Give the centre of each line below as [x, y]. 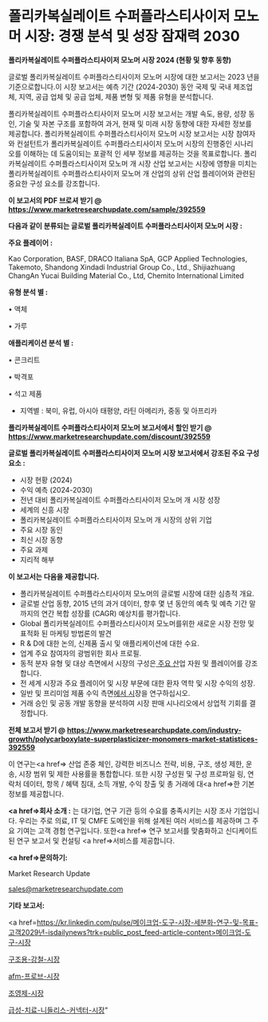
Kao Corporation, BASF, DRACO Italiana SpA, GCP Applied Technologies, [128, 258]
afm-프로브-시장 [34, 976]
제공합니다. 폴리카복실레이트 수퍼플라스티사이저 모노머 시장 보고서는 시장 [121, 133]
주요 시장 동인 [41, 529]
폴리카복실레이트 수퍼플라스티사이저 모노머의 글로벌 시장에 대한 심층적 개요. [137, 593]
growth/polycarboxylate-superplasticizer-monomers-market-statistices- [133, 739]
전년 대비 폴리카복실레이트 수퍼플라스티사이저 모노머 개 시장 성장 [120, 500]
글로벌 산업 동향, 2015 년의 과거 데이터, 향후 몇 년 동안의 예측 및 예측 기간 [133, 603]
